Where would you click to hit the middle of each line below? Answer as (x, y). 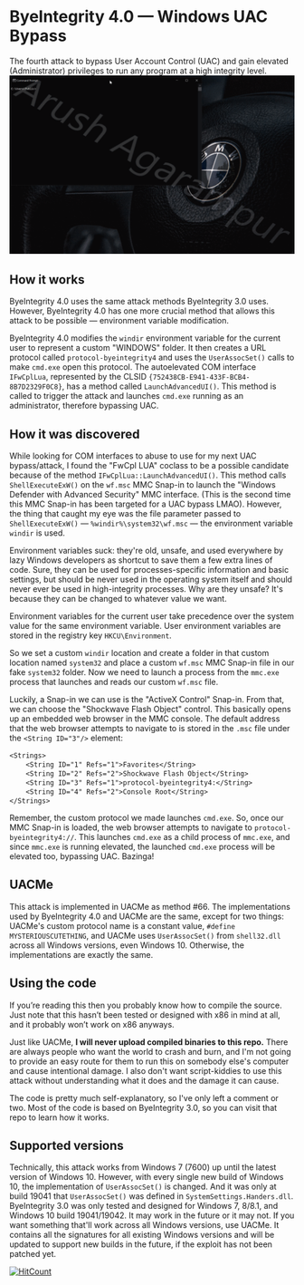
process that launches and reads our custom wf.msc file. (114, 682)
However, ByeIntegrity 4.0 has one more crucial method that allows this (142, 311)
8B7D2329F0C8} (36, 387)
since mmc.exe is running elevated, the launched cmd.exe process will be (142, 847)
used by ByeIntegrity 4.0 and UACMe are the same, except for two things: (147, 916)
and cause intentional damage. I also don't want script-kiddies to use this (146, 1070)
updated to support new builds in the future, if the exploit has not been (141, 1244)
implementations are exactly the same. (81, 954)
